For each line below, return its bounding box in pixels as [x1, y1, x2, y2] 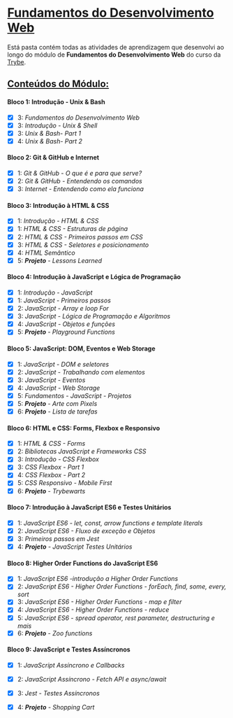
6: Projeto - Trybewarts [17, 486, 86, 495]
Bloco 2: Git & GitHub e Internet [7, 153, 100, 162]
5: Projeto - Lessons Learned [17, 256, 103, 265]
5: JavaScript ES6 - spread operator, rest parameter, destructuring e [17, 614, 215, 622]
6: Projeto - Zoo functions [17, 628, 93, 638]
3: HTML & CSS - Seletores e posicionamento [17, 240, 149, 249]
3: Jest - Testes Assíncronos [17, 689, 100, 697]
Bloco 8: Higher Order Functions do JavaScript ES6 [7, 558, 158, 568]
